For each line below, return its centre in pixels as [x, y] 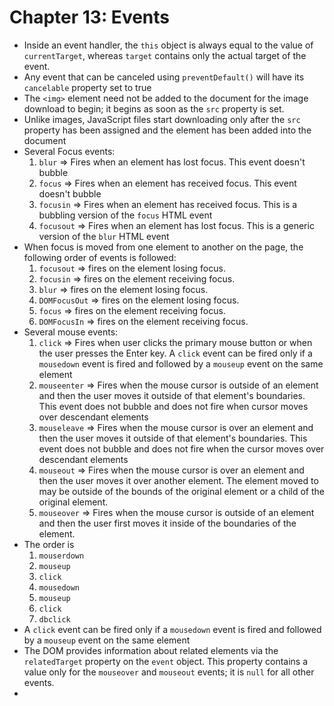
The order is [49, 544]
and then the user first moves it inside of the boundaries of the [167, 523]
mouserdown [61, 556]
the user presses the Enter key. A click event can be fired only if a [175, 353]
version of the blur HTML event [104, 236]
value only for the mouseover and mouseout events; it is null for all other [169, 672]
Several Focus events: [69, 151]
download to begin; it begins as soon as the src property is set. [154, 108]
